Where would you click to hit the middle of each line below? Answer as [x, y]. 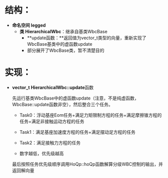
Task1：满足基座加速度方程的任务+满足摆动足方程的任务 [77, 132]
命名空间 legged [29, 25]
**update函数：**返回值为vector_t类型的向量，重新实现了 [87, 38]
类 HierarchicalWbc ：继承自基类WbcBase [63, 31]
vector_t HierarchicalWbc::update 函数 [53, 87]
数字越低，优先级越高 [41, 153]
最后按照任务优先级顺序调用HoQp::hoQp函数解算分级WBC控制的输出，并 [88, 164]
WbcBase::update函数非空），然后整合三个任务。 [62, 104]
